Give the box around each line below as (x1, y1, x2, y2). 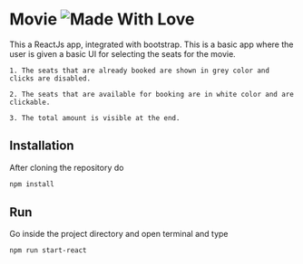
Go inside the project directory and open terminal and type (9, 229, 229, 240)
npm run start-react (9, 246, 88, 255)
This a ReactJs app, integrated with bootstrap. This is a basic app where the (9, 39, 294, 50)
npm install (9, 179, 54, 189)
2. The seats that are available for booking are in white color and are (9, 90, 295, 99)
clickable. (9, 98, 51, 107)
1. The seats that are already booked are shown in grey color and (9, 66, 270, 75)
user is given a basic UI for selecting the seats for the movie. (9, 48, 236, 59)
